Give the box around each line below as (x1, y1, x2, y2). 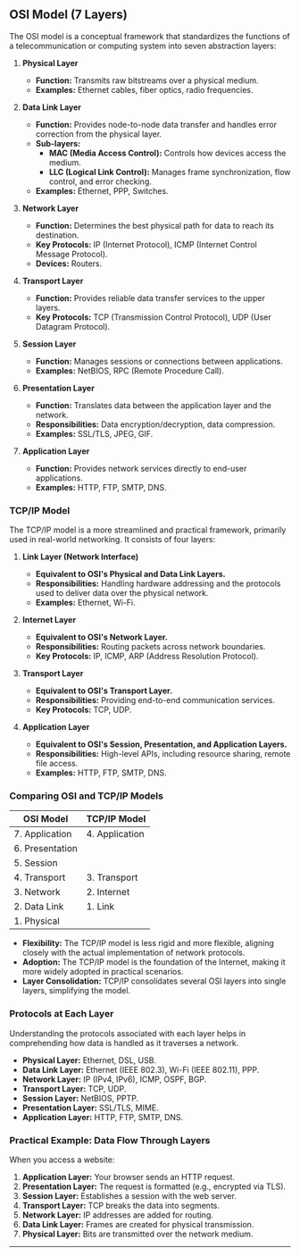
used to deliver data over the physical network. (35, 588, 209, 599)
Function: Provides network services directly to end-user (35, 463, 247, 473)
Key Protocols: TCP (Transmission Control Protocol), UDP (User (35, 312, 271, 322)
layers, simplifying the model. (21, 985, 131, 996)
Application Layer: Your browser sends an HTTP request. (21, 1172, 235, 1182)
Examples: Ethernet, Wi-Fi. (35, 598, 136, 608)
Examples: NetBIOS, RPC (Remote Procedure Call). (35, 365, 225, 376)
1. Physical (13, 915, 60, 927)
